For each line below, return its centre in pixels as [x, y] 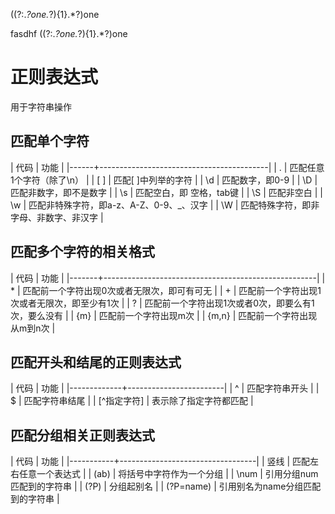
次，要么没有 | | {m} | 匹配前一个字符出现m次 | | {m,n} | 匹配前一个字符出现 [164, 315]
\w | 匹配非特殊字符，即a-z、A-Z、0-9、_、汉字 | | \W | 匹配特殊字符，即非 [165, 205]
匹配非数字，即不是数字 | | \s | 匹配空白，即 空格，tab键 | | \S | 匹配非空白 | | [166, 192]
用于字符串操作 [41, 106]
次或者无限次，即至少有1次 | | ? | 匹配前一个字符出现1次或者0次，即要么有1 [162, 303]
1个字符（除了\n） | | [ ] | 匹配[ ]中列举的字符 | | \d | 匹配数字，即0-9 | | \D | [164, 180]
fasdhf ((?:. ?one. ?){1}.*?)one [69, 33]
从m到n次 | [33, 328]
